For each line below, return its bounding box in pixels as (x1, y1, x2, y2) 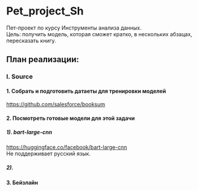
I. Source (6, 72, 33, 81)
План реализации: (6, 54, 80, 64)
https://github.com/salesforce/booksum (6, 101, 106, 108)
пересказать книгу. (6, 37, 56, 44)
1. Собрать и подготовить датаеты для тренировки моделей (6, 87, 167, 95)
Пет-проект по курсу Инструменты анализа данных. (6, 24, 142, 31)
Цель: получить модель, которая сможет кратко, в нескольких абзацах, (6, 30, 193, 37)
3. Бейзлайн (6, 179, 38, 186)
